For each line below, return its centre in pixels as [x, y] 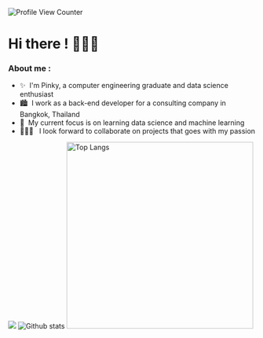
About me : [29, 68]
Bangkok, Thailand [49, 115]
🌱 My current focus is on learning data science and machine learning [132, 123]
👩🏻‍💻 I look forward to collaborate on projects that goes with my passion [137, 131]
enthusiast [36, 94]
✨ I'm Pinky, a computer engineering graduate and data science [124, 86]
